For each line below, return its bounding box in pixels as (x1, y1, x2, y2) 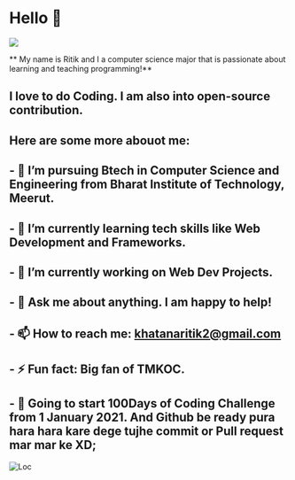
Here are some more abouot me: (9, 133, 190, 148)
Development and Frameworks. (9, 235, 186, 250)
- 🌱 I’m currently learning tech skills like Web (9, 221, 261, 236)
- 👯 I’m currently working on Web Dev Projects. (9, 265, 273, 280)
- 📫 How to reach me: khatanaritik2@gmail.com (9, 326, 282, 341)
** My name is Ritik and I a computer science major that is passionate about (9, 53, 286, 65)
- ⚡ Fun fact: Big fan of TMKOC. (9, 362, 186, 377)
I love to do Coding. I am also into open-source (9, 89, 271, 105)
